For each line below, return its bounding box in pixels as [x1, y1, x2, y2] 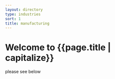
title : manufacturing [5, 21, 50, 26]
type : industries [5, 12, 41, 17]
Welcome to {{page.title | [5, 42, 111, 53]
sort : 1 [5, 16, 21, 21]
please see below [5, 69, 41, 75]
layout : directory [5, 7, 43, 12]
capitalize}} [5, 53, 54, 64]
